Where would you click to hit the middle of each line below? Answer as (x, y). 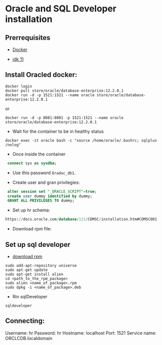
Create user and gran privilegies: (46, 182)
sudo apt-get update (27, 270)
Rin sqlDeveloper (30, 296)
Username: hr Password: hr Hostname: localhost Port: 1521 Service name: (81, 333)
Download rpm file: (32, 229)
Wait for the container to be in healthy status (58, 131)
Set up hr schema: (31, 210)
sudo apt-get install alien (34, 274)
